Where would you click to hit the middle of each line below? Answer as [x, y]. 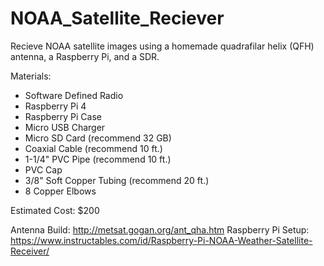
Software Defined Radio [74, 95]
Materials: [31, 76]
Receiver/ [30, 251]
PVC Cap [43, 169]
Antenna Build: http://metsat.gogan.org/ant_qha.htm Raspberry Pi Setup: [160, 229]
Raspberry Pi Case [63, 116]
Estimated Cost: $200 [55, 210]
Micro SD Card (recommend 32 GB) [98, 138]
